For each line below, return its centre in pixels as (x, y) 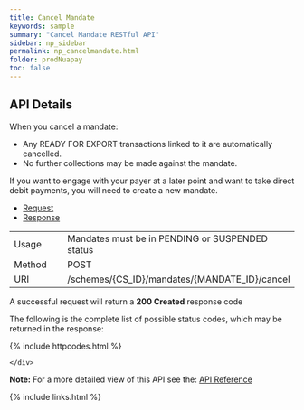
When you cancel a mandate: (64, 126)
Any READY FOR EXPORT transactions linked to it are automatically (147, 144)
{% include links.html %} (55, 396)
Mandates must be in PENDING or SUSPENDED (168, 238)
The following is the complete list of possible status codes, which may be (146, 319)
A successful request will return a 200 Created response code (126, 301)
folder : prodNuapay (46, 60)
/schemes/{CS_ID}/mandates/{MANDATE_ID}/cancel (179, 279)
